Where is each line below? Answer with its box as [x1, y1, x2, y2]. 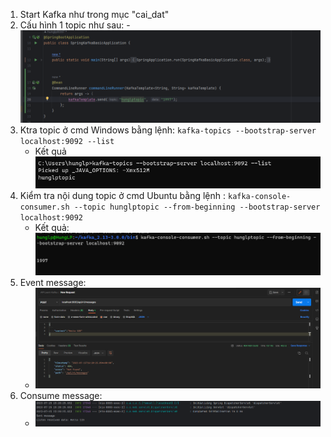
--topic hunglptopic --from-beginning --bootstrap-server [73, 202, 321, 213]
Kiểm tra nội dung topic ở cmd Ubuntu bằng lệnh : [19, 190, 227, 202]
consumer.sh [19, 202, 70, 213]
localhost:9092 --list [19, 137, 115, 147]
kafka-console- [227, 192, 292, 202]
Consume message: [19, 389, 103, 401]
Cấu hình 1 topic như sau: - [19, 19, 131, 31]
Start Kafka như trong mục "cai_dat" [19, 9, 170, 20]
